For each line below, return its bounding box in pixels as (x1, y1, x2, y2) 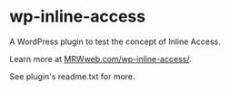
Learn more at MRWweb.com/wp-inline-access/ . (9, 53, 193, 64)
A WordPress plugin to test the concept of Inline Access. (9, 36, 221, 47)
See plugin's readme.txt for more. (9, 70, 135, 82)
